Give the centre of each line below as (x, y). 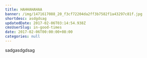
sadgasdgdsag (20, 50)
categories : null (23, 37)
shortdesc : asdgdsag (26, 18)
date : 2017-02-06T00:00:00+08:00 (39, 32)
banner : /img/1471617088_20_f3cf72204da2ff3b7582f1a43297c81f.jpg (74, 14)
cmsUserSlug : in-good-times (34, 28)
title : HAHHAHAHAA (24, 9)
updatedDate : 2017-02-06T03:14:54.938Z (46, 23)
